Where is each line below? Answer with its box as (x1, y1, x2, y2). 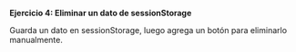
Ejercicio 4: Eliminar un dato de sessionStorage (9, 8, 192, 18)
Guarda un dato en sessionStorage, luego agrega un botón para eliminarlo (9, 25, 288, 35)
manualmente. (9, 35, 64, 45)
